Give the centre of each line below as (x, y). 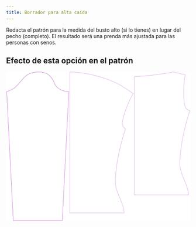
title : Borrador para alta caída (47, 12)
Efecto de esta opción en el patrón (70, 61)
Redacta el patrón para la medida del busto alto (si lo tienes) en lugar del (94, 30)
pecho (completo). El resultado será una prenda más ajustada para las (91, 36)
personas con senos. (31, 42)
